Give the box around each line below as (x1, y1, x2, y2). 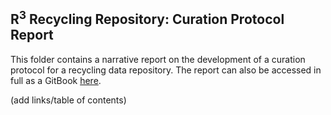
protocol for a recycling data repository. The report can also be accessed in (10, 64, 322, 76)
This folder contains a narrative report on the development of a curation (10, 53, 306, 65)
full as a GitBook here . (10, 74, 102, 86)
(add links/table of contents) (10, 94, 127, 106)
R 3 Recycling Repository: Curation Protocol (10, 8, 285, 28)
